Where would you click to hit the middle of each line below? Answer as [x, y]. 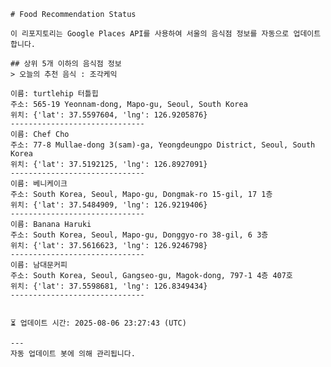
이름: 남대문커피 [39, 265]
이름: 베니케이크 [39, 184]
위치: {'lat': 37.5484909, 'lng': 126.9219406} [109, 205]
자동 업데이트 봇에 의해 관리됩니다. [73, 354]
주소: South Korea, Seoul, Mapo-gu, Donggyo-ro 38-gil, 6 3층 [139, 235]
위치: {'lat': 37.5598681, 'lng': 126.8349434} [109, 286]
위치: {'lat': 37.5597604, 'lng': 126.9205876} [109, 115]
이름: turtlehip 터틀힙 [54, 94]
